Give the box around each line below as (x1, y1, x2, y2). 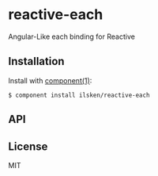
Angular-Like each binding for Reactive (8, 32, 136, 41)
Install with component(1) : (8, 75, 92, 85)
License (8, 140, 48, 153)
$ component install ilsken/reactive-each (8, 91, 150, 99)
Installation (8, 55, 65, 68)
